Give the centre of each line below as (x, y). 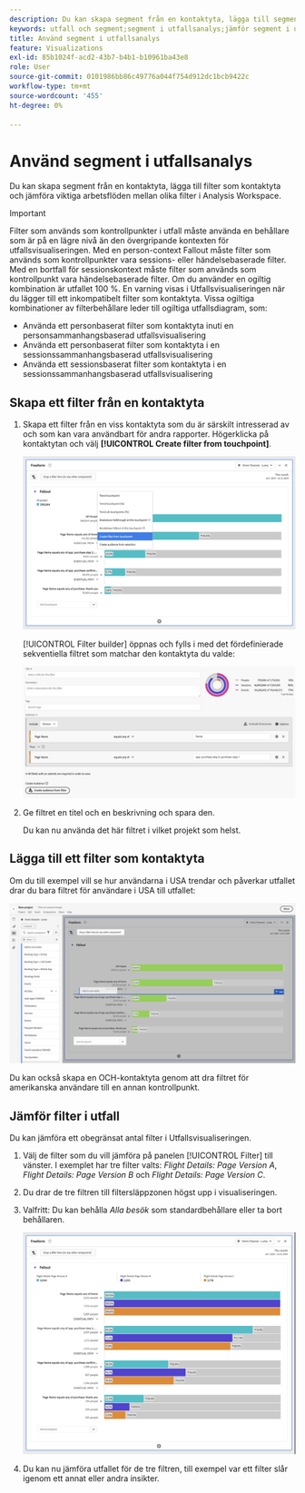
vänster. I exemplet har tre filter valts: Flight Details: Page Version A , (150, 1165)
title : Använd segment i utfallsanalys (85, 38)
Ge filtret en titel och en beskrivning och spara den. (118, 813)
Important (28, 213)
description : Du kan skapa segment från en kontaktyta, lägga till (140, 19)
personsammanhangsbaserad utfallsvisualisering (114, 335)
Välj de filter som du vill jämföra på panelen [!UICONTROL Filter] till (148, 1156)
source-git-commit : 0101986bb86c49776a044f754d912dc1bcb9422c (129, 77)
